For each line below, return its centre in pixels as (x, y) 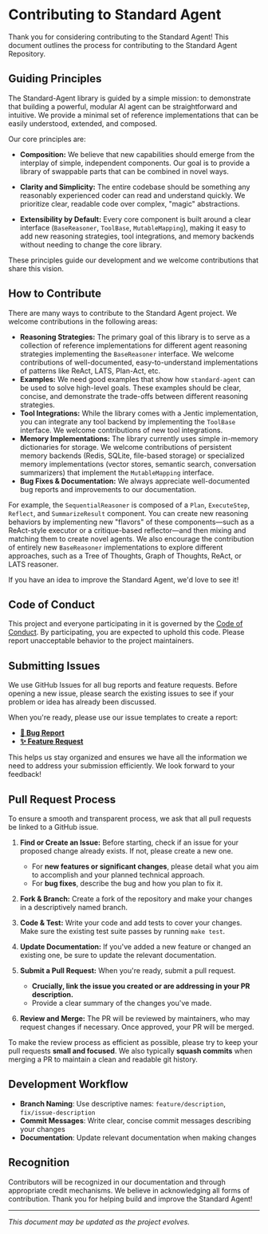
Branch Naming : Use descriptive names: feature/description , (122, 1103)
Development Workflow (69, 1084)
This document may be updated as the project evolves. (99, 1221)
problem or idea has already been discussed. (83, 702)
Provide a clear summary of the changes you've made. (122, 1003)
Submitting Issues (54, 666)
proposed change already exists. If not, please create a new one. (126, 851)
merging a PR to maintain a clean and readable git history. (103, 1059)
